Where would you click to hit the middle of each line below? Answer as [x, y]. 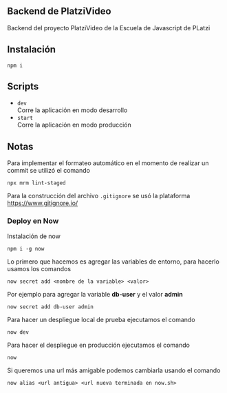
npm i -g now [26, 248]
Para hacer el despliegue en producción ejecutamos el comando [99, 345]
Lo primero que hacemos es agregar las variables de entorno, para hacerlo [113, 262]
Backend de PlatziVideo [59, 11]
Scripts [23, 86]
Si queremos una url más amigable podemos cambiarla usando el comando [114, 370]
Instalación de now [34, 236]
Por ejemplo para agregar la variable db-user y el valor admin [95, 294]
